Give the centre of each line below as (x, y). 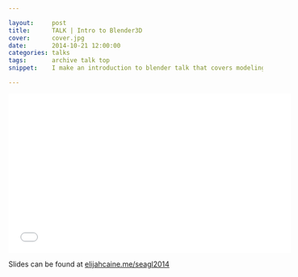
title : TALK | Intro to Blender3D (76, 30)
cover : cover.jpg (46, 38)
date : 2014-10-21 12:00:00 (65, 45)
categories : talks (39, 53)
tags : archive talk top (59, 61)
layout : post (38, 23)
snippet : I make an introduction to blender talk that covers (120, 68)
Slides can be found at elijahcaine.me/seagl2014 (89, 264)
